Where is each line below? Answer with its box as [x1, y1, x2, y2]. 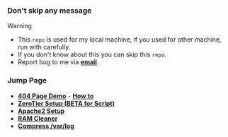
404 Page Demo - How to [17, 91, 94, 100]
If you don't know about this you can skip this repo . [17, 50, 167, 59]
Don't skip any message [7, 6, 92, 16]
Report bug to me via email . [17, 58, 99, 66]
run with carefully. [17, 43, 71, 52]
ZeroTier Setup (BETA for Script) [17, 99, 115, 107]
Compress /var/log [17, 121, 74, 130]
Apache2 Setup [17, 107, 65, 115]
